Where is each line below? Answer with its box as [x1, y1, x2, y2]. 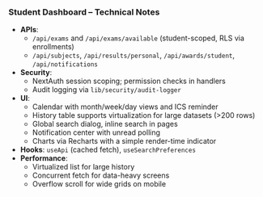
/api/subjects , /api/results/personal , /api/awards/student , [32, 51, 235, 61]
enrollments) [32, 42, 74, 52]
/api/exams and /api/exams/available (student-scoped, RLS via [32, 33, 245, 43]
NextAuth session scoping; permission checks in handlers [32, 76, 227, 86]
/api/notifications [32, 61, 99, 69]
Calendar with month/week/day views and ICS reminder [32, 102, 218, 111]
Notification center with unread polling [32, 128, 160, 137]
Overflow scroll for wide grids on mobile [32, 179, 167, 189]
